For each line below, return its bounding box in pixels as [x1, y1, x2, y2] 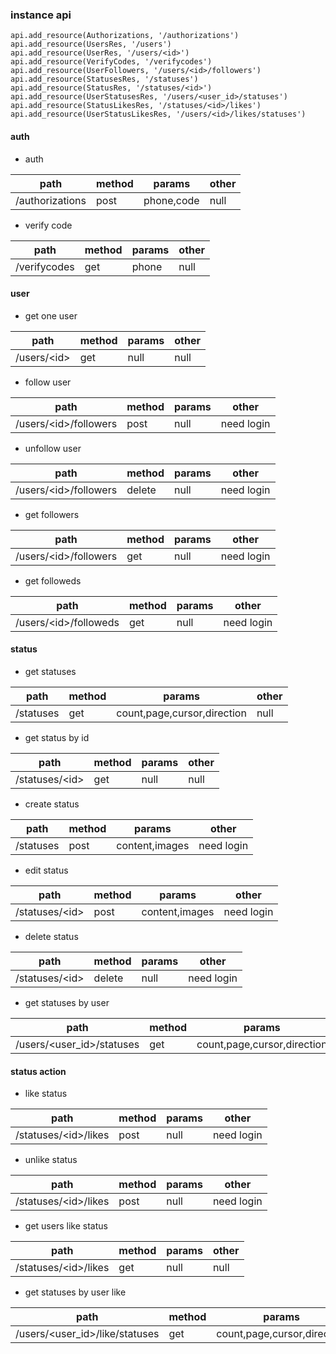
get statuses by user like [24, 1286, 127, 1298]
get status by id [24, 731, 90, 743]
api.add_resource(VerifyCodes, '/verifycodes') [10, 57, 213, 67]
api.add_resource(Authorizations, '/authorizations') [10, 31, 240, 41]
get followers [24, 508, 80, 520]
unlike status [24, 1154, 78, 1166]
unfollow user [24, 442, 82, 454]
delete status [24, 930, 79, 942]
